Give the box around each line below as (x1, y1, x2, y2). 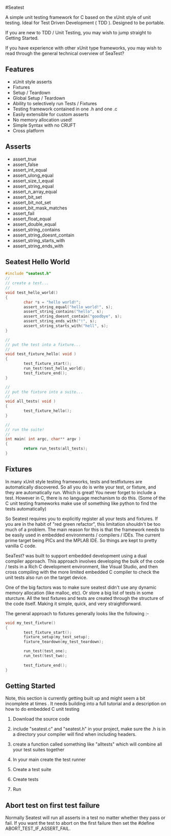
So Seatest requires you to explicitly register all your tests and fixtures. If (5, 516, 158, 522)
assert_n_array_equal (12, 189, 57, 195)
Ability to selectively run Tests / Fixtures (12, 100, 97, 106)
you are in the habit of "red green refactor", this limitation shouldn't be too (5, 521, 161, 527)
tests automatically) (5, 505, 47, 512)
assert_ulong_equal (12, 172, 54, 178)
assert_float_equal (12, 216, 52, 222)
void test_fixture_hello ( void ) (5, 352, 77, 357)
